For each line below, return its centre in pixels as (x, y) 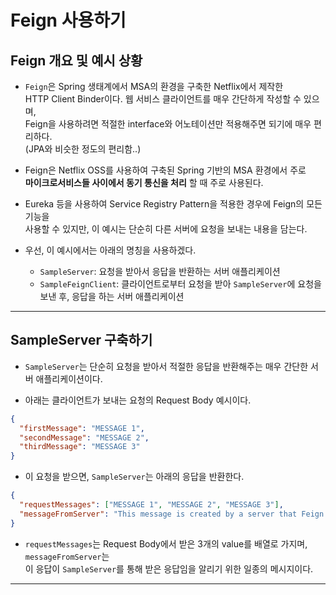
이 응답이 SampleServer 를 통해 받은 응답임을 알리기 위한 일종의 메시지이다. (169, 568)
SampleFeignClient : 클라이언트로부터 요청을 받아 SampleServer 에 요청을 (180, 284)
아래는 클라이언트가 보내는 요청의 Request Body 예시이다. (138, 400)
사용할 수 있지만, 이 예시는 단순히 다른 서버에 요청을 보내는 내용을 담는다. (166, 229)
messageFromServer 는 (67, 556)
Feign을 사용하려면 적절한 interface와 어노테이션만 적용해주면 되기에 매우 (168, 124)
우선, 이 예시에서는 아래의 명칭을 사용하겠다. (110, 250)
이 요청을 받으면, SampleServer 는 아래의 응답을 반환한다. (134, 477)
